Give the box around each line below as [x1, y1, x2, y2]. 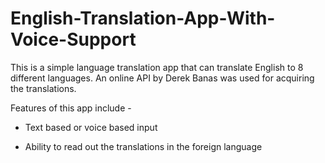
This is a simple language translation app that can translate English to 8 [10, 61, 304, 73]
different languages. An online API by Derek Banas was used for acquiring [10, 72, 315, 84]
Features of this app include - [10, 102, 132, 114]
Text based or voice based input [24, 121, 158, 133]
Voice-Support [10, 28, 137, 51]
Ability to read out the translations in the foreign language [24, 140, 263, 152]
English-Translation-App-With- [10, 7, 276, 30]
